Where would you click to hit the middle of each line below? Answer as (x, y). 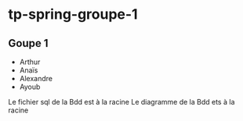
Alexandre (36, 78)
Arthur (30, 62)
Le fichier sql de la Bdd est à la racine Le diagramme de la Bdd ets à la (121, 102)
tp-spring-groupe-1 (73, 14)
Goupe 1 (28, 43)
